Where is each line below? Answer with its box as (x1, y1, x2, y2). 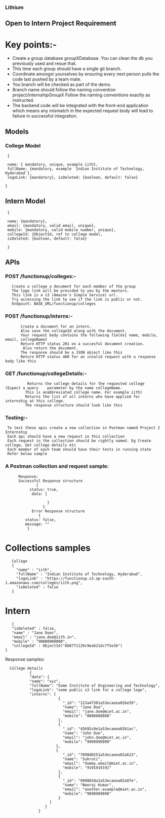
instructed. (12, 97, 35, 103)
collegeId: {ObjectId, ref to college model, (7, 232, 103, 237)
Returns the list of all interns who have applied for (25, 394, 140, 399)
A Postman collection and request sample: (5, 463, 109, 470)
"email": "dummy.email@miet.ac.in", (62, 761, 138, 766)
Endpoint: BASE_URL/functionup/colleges (11, 301, 96, 306)
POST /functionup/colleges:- (5, 273, 77, 280)
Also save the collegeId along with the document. (20, 328, 127, 333)
